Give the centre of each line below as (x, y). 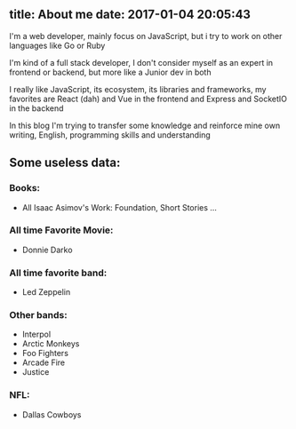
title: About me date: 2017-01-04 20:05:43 (130, 15)
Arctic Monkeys (51, 344)
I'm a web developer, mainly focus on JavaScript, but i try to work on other (146, 36)
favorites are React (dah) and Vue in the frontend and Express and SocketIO (148, 99)
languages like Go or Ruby (57, 45)
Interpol (36, 334)
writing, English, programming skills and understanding (110, 135)
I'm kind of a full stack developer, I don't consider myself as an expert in (141, 62)
